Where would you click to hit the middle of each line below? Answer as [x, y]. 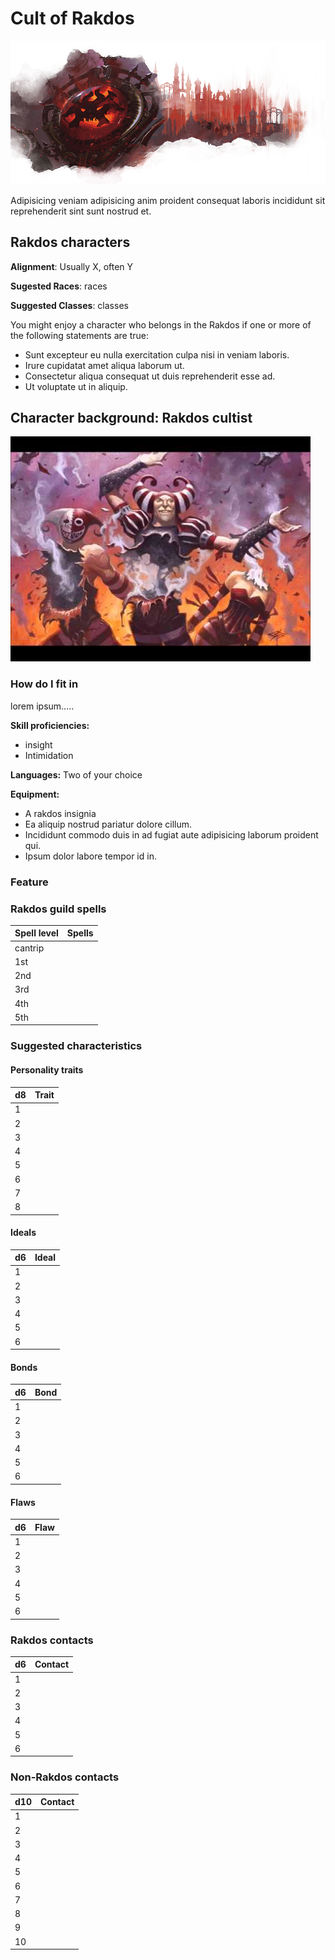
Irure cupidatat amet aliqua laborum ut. [104, 365]
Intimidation [49, 755]
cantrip [29, 948]
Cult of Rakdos [72, 18]
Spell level [36, 933]
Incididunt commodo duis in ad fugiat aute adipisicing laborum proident [171, 834]
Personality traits [47, 1069]
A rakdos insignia [60, 813]
